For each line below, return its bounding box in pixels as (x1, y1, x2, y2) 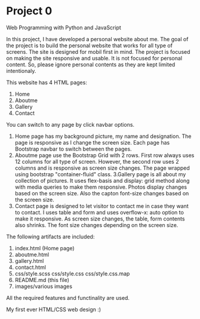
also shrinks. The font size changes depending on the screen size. (14, 221, 179, 228)
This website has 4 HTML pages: (6, 79, 88, 86)
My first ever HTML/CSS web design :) (6, 306, 101, 313)
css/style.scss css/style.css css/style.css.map (14, 270, 130, 277)
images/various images (14, 283, 73, 290)
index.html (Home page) (14, 244, 75, 251)
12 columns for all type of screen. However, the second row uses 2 (14, 158, 179, 165)
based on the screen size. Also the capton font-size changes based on (14, 189, 189, 197)
